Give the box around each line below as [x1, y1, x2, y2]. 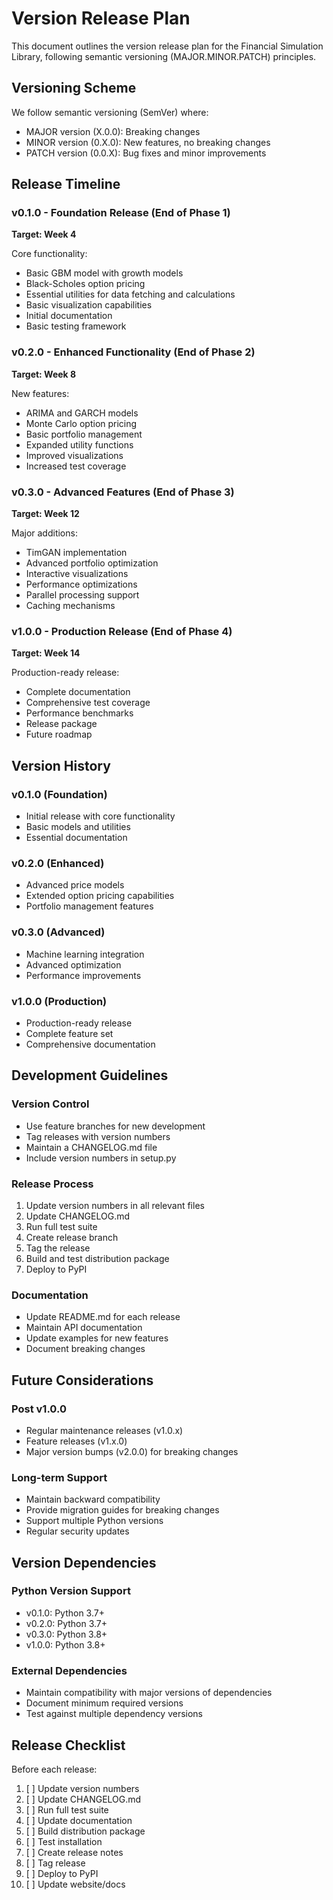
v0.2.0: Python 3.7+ [25, 1617, 108, 1629]
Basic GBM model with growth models [25, 267, 184, 279]
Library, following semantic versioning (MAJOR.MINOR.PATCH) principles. [11, 50, 317, 62]
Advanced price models [25, 879, 125, 891]
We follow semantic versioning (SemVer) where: [11, 106, 209, 118]
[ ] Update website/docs [25, 1878, 126, 1890]
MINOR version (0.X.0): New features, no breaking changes [25, 136, 271, 148]
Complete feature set [25, 1027, 114, 1039]
